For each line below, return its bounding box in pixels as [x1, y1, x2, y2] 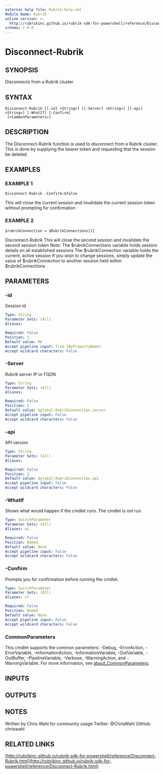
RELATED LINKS [5, 740, 55, 748]
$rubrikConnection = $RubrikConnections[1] [5, 228, 95, 233]
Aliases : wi [5, 527, 29, 532]
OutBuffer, [5, 655, 26, 661]
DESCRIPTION [5, 128, 49, 136]
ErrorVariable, [5, 650, 33, 656]
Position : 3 [5, 471, 29, 476]
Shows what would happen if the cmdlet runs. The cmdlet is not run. [5, 508, 143, 514]
